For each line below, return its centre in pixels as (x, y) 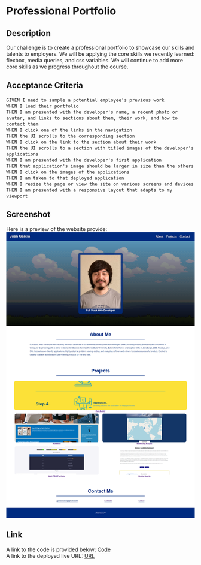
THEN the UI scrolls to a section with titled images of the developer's (100, 148)
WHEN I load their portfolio (42, 106)
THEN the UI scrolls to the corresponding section (71, 136)
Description (28, 33)
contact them (22, 124)
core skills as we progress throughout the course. (67, 67)
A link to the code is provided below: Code (59, 549)
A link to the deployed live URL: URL (51, 555)
